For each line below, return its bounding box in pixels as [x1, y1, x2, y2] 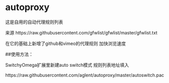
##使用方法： [5, 51, 33, 57]
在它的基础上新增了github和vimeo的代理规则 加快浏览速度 [5, 40, 126, 47]
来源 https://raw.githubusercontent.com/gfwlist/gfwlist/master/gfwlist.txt [5, 29, 158, 35]
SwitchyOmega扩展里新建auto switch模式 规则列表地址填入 [5, 62, 129, 68]
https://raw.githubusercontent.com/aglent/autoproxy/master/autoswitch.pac [5, 72, 164, 78]
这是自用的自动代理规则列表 [5, 19, 63, 25]
